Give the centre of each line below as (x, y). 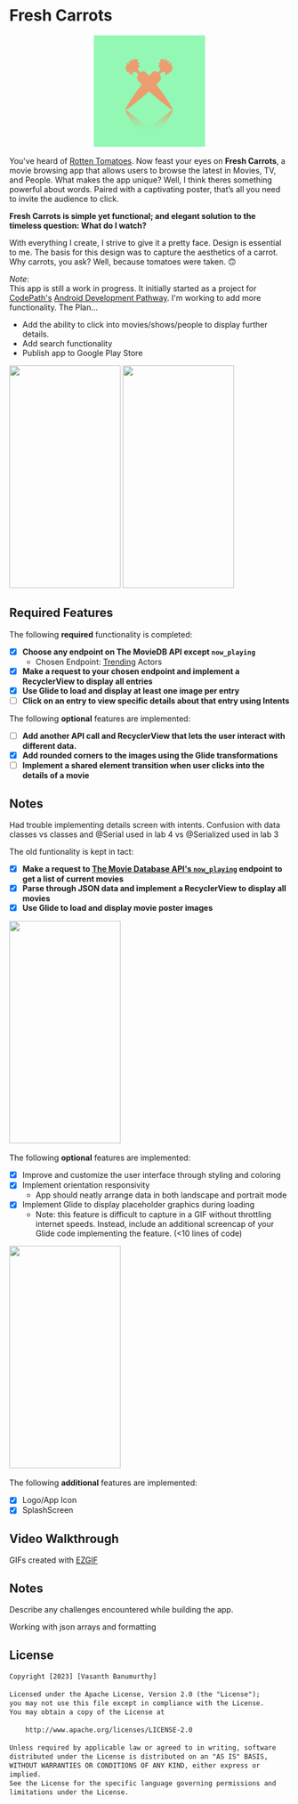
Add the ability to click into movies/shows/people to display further (145, 324)
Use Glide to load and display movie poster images (117, 908)
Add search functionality (67, 343)
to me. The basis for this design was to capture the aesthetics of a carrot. (144, 252)
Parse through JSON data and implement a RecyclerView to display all (154, 889)
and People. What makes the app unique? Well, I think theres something (141, 180)
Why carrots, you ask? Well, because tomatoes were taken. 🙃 (123, 261)
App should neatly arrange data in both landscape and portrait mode (161, 1195)
